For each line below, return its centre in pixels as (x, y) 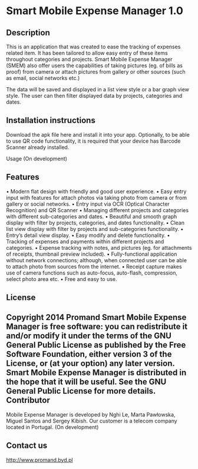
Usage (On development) (37, 158)
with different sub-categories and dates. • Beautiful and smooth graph (92, 216)
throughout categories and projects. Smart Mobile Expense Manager (89, 59)
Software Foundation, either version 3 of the (89, 354)
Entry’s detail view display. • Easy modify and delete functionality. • (88, 235)
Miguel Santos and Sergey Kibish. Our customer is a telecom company (92, 421)
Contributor (28, 400)
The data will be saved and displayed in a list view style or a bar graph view (98, 89)
